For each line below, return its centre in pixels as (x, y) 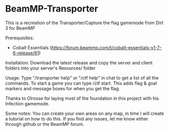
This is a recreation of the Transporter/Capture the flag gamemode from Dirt (84, 23)
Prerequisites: (20, 38)
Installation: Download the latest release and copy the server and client (79, 62)
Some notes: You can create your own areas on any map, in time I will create (85, 113)
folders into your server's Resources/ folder (50, 68)
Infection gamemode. (27, 103)
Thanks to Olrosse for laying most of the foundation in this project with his (82, 98)
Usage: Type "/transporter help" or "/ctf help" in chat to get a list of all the (82, 78)
